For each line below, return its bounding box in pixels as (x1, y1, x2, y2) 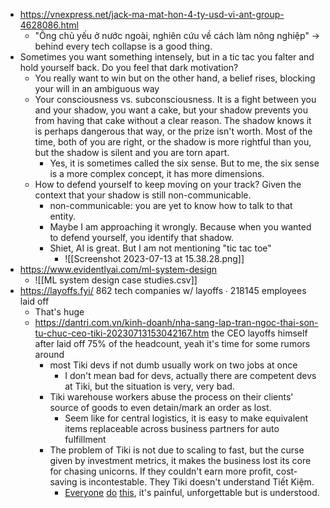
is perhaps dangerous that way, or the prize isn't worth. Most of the (34, 125, 313, 137)
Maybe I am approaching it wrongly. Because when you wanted (49, 221, 312, 233)
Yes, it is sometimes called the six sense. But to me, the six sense (49, 157, 320, 169)
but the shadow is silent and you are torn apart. (34, 147, 230, 158)
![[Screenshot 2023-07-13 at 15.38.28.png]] (64, 253, 245, 264)
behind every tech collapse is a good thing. (34, 40, 213, 52)
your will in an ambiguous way (34, 83, 160, 94)
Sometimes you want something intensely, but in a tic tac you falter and (19, 51, 315, 63)
